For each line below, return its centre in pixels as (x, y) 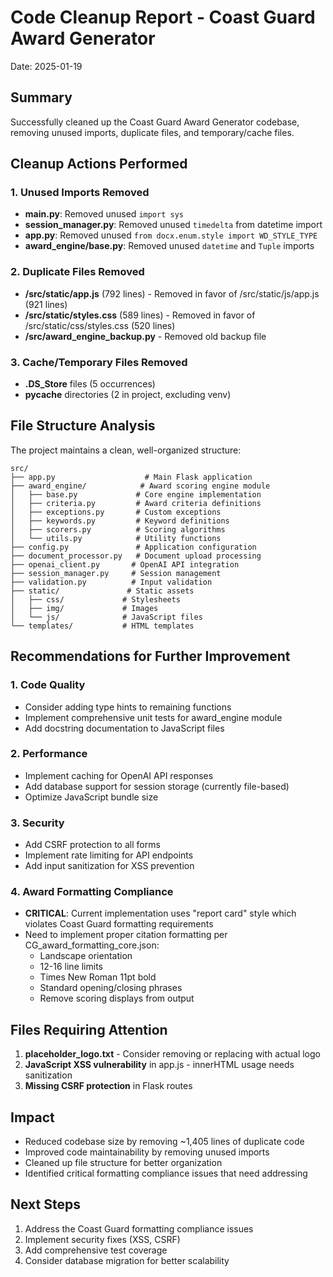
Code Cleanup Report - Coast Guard (163, 17)
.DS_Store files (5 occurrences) (90, 384)
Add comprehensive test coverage (96, 1250)
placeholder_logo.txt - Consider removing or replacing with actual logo (172, 1054)
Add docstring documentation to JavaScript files (124, 728)
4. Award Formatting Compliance (92, 892)
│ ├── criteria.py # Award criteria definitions (136, 503)
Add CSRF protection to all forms (92, 845)
